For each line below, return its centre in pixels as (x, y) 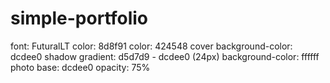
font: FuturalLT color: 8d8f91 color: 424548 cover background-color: (151, 46)
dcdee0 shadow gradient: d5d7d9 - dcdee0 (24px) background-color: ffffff (165, 56)
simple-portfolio (79, 18)
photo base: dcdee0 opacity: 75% (80, 67)
